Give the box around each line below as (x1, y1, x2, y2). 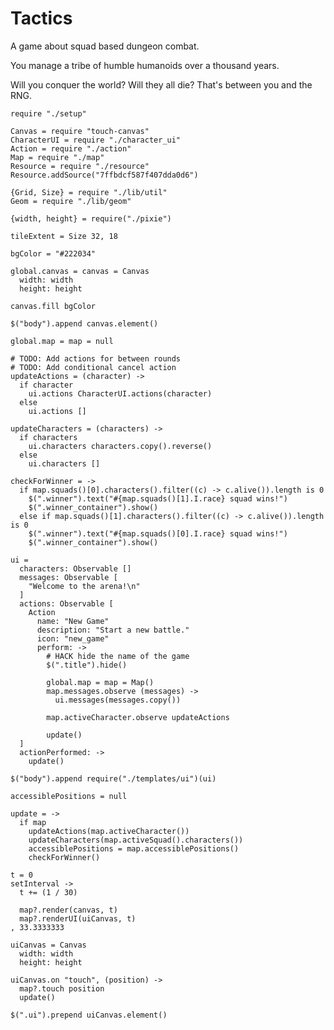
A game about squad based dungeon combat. (10, 40, 200, 52)
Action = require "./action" (10, 143, 132, 154)
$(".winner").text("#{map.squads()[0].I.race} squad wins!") (28, 528, 288, 539)
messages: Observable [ (19, 572, 118, 582)
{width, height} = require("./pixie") (10, 213, 172, 224)
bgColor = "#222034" (10, 248, 97, 259)
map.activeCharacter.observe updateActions (46, 712, 230, 722)
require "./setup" (10, 108, 87, 119)
